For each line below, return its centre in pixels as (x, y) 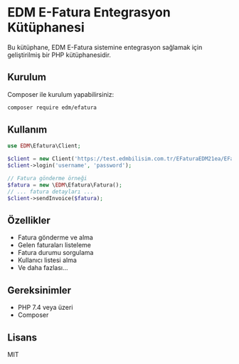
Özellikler (29, 220)
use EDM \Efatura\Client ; (44, 146)
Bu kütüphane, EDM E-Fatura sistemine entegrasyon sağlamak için (105, 47)
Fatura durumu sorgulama (55, 253)
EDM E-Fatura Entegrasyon (89, 12)
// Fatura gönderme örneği (47, 179)
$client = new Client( (41, 159)
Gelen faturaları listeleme (54, 245)
